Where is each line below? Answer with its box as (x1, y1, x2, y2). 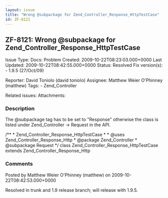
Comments (5, 160, 33, 167)
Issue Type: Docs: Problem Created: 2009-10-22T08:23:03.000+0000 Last (5, 57, 162, 63)
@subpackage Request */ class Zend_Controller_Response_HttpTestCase (5, 142, 158, 148)
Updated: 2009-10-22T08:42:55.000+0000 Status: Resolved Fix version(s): (5, 62, 163, 68)
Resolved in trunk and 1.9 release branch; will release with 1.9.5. (5, 187, 138, 193)
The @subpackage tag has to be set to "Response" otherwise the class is (5, 117, 158, 123)
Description (5, 105, 35, 112)
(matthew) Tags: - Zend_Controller (5, 83, 77, 89)
